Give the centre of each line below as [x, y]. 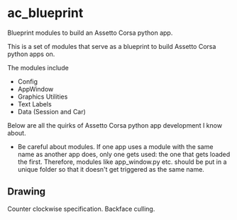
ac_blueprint [45, 13]
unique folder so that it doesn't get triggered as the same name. [111, 169]
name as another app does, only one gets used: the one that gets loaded [124, 154]
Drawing [27, 192]
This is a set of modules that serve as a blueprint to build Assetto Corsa [112, 46]
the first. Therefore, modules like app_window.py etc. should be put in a [122, 162]
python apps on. [31, 54]
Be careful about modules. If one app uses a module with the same [115, 146]
